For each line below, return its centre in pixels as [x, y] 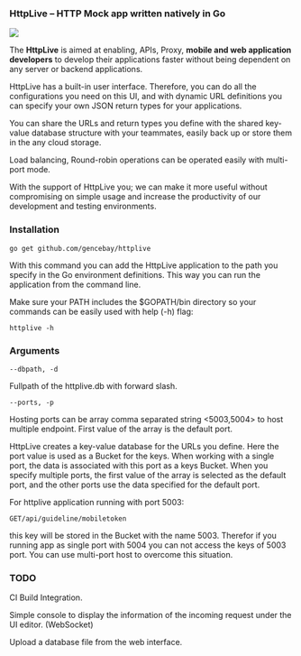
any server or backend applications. [76, 69]
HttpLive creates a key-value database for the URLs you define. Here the [144, 446]
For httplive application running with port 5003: [97, 502]
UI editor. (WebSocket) [51, 624]
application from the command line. [75, 284]
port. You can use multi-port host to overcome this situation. [121, 554]
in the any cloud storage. [55, 143]
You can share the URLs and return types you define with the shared [137, 124]
